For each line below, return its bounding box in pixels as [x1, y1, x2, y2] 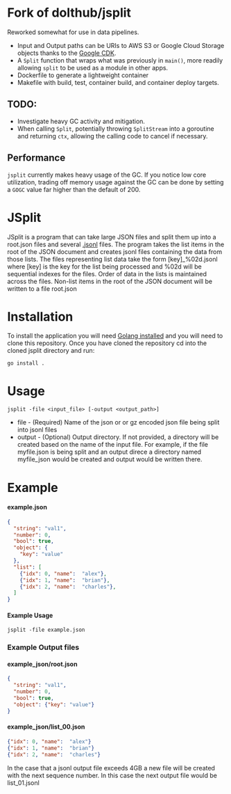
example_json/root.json [7, 660, 78, 668]
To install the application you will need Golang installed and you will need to [7, 332, 223, 340]
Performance [7, 152, 66, 164]
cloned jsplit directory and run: [7, 347, 95, 355]
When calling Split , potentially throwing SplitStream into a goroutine [17, 124, 215, 133]
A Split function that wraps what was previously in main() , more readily [17, 56, 223, 64]
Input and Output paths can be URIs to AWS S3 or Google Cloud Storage [17, 41, 225, 49]
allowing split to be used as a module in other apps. [17, 63, 169, 72]
